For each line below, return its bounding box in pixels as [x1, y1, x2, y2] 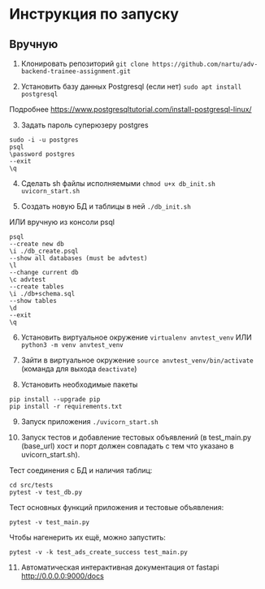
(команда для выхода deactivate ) [20, 364, 137, 374]
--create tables [9, 283, 64, 291]
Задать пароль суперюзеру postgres [20, 120, 149, 130]
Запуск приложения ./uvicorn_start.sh [20, 417, 159, 427]
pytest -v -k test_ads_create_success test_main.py [9, 548, 188, 557]
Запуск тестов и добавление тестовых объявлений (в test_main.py [20, 432, 251, 442]
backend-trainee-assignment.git [20, 67, 131, 76]
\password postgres [9, 150, 76, 158]
